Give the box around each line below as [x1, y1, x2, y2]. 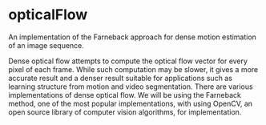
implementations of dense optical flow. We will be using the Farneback [8, 90, 242, 99]
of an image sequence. [8, 40, 84, 50]
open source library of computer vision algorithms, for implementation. [8, 107, 242, 117]
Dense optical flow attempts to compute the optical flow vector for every [8, 56, 248, 66]
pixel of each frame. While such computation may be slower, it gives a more [8, 64, 259, 74]
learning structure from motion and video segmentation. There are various [8, 82, 254, 91]
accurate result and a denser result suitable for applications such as [8, 73, 232, 83]
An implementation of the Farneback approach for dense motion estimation [8, 32, 256, 42]
